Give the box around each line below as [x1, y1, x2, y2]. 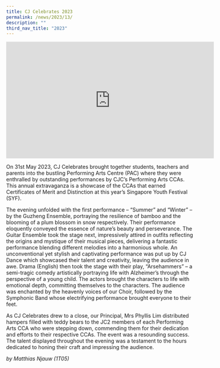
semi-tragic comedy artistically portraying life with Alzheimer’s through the [6, 269, 189, 276]
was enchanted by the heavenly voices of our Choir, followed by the [6, 288, 173, 295]
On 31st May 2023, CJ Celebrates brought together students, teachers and [6, 164, 189, 171]
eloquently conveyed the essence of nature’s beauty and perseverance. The [6, 225, 193, 232]
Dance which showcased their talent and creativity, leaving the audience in [6, 257, 190, 264]
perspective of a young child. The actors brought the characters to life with [6, 276, 190, 283]
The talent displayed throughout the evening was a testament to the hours [6, 337, 187, 344]
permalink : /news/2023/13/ [6, 14, 73, 20]
